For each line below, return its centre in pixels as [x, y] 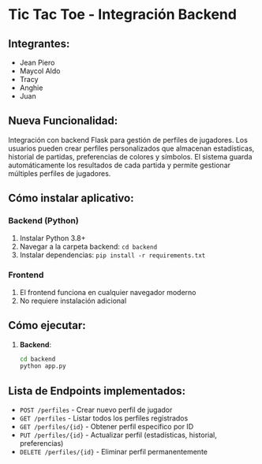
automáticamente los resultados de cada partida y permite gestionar [120, 165]
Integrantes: [39, 44]
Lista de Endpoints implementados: [97, 391]
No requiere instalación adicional [73, 301]
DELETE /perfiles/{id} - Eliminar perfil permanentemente [113, 452]
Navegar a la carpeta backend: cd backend [88, 246]
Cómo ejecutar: [47, 326]
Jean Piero [37, 62]
